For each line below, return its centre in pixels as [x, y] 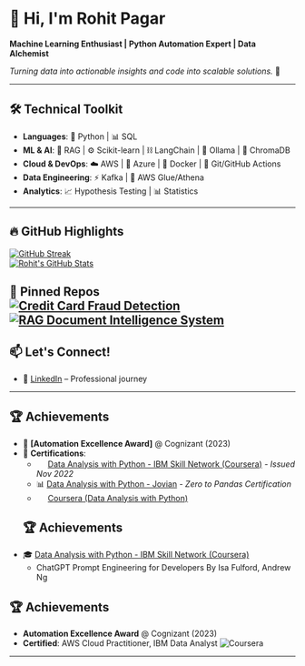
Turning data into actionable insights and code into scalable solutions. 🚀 [145, 71]
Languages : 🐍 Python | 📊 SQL [80, 136]
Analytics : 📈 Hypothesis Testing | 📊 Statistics [110, 191]
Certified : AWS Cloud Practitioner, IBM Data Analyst [120, 643]
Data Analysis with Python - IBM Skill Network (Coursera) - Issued [171, 464]
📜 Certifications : [54, 453]
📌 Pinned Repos [54, 292]
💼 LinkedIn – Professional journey [85, 378]
